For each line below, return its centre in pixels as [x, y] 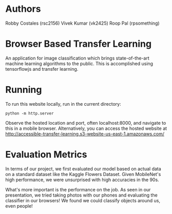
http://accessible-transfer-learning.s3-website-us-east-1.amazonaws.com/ [85, 133]
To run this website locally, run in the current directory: [63, 104]
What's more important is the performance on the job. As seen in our [78, 189]
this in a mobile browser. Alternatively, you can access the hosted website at [86, 128]
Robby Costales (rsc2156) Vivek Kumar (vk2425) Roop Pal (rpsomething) [83, 23]
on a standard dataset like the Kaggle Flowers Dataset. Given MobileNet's [83, 174]
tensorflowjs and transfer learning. [42, 69]
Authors [23, 9]
